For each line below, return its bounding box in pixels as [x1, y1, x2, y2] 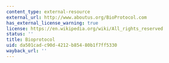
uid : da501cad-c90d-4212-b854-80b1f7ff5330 [6, 43, 118, 49]
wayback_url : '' [6, 48, 47, 54]
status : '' [6, 31, 34, 37]
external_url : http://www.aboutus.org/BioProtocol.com [6, 14, 147, 20]
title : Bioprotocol [6, 37, 56, 43]
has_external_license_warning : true [6, 20, 98, 26]
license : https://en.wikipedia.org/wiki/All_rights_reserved [6, 25, 164, 32]
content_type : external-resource [6, 8, 91, 15]
